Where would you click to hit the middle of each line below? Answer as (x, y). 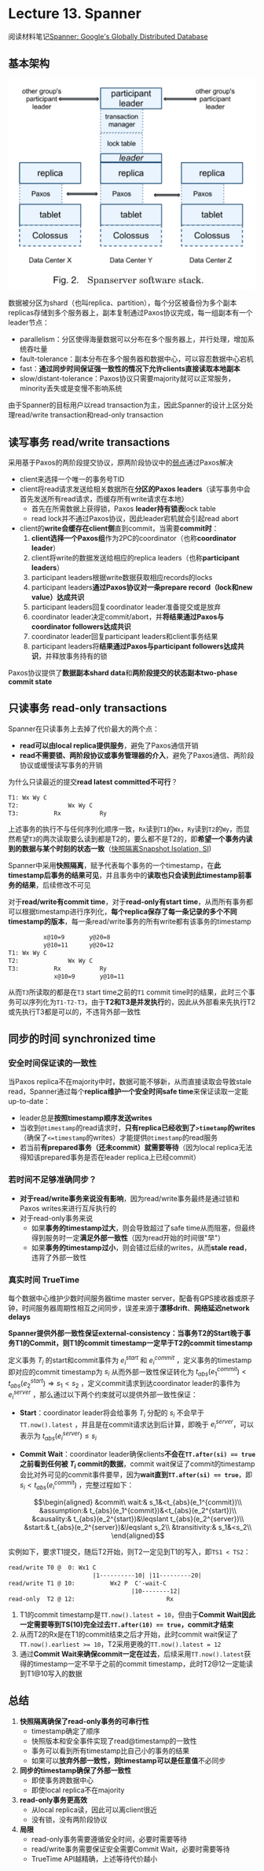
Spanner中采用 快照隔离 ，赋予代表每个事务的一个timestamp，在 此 (115, 865)
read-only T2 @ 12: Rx (91, 1599)
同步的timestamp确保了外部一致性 (75, 1770)
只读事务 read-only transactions (88, 708)
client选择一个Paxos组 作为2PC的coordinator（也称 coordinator (134, 538)
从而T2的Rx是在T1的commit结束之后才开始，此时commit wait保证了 (128, 1634)
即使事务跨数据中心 (62, 1780)
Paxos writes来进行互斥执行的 (68, 1208)
